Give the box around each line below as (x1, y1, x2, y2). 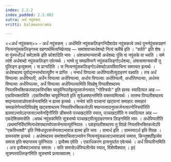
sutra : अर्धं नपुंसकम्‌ (5, 17, 41, 22)
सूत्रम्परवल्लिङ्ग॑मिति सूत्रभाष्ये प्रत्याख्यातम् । (5, 150, 75, 157)
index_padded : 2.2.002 (5, 12, 54, 17)
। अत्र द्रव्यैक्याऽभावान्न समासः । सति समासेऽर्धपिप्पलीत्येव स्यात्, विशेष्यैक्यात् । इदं (5, 145, 136, 151)
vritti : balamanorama (5, 22, 52, 27)
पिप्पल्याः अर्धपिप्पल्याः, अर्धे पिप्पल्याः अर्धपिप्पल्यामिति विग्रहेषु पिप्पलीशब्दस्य (5, 81, 120, 87)
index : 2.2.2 (5, 7, 33, 13)
